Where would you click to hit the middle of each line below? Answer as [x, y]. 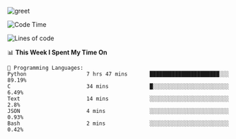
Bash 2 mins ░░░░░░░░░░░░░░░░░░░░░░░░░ [118, 123]
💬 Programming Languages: [45, 68]
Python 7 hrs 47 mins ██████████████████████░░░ [118, 74]
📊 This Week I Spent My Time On [57, 52]
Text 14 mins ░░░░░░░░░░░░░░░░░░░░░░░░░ [118, 99]
